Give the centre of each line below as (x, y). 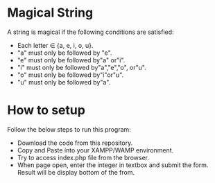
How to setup (46, 111)
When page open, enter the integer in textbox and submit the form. (113, 165)
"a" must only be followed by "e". (64, 53)
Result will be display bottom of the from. (76, 172)
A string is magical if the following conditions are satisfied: (91, 32)
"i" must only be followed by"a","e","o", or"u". (82, 67)
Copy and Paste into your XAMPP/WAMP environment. (95, 150)
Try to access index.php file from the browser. (83, 157)
